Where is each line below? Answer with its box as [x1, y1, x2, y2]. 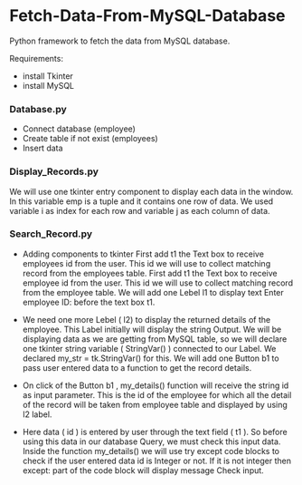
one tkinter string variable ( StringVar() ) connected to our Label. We [22, 343, 277, 354]
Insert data [22, 142, 63, 154]
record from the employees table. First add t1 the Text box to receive [22, 267, 278, 278]
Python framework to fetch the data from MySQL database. [9, 35, 231, 46]
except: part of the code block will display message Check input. [22, 464, 264, 476]
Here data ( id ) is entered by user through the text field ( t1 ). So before [22, 426, 288, 437]
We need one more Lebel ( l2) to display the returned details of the [22, 314, 271, 325]
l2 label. [22, 409, 52, 420]
